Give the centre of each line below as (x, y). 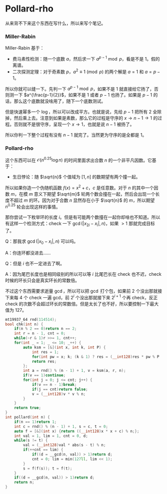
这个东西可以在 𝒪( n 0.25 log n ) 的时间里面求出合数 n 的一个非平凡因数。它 (79, 160)
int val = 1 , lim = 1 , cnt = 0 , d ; (51, 436)
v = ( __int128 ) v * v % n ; (59, 394)
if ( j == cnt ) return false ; (60, 389)
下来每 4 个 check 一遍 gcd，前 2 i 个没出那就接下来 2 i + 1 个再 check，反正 (82, 297)
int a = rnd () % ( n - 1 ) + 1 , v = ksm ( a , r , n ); (75, 371)
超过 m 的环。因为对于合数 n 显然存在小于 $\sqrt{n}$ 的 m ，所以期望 (84, 200)
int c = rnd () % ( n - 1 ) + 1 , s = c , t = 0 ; (61, 426)
